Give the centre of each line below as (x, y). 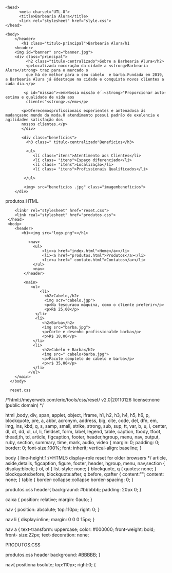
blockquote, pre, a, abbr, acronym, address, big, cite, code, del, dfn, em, (82, 421)
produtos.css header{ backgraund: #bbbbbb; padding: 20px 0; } (73, 490)
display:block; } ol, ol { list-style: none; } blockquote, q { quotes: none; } (81, 469)
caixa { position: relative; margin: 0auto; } (49, 500)
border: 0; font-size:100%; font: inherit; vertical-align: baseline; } (74, 448)
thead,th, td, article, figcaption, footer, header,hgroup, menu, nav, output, (83, 437)
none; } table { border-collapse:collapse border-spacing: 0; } (69, 480)
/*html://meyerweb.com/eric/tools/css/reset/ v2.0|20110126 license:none (83, 400)
